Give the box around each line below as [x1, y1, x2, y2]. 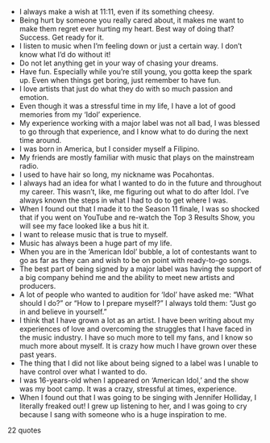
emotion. [19, 93, 49, 102]
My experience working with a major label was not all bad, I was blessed [19, 119, 260, 127]
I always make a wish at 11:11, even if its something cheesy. [19, 7, 215, 16]
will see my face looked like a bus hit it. [19, 221, 150, 231]
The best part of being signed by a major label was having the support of [19, 264, 262, 274]
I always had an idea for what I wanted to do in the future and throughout [19, 178, 262, 188]
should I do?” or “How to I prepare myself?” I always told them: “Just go [19, 299, 257, 307]
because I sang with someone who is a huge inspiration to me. [19, 410, 227, 419]
